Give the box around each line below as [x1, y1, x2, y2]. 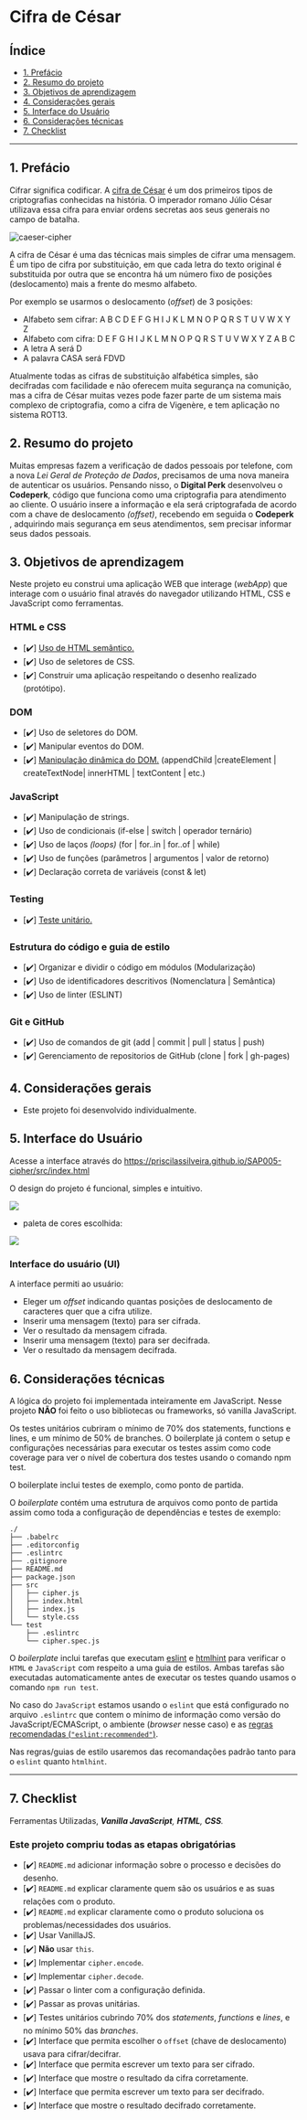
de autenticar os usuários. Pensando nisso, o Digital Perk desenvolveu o [9, 479, 283, 490]
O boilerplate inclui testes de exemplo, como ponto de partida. [9, 1479, 244, 1490]
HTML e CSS [9, 621, 67, 634]
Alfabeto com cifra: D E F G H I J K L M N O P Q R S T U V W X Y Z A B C [22, 333, 295, 344]
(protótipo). [22, 683, 66, 694]
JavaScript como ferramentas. [9, 598, 124, 609]
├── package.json [9, 1572, 76, 1582]
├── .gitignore [9, 1556, 68, 1565]
